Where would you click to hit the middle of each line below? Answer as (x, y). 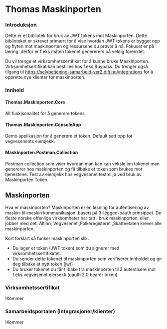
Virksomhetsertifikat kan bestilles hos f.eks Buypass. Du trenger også (77, 66)
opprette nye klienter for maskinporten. (45, 77)
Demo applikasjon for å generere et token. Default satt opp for (69, 135)
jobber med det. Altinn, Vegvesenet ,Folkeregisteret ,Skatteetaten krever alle (83, 223)
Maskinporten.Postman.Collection (42, 152)
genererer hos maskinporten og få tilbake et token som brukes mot (74, 169)
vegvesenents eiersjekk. (30, 141)
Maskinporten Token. (27, 180)
